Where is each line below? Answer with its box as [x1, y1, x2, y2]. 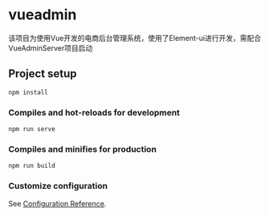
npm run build [8, 162, 56, 170]
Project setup [8, 67, 78, 81]
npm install [8, 88, 48, 96]
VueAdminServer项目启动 [8, 43, 93, 53]
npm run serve [8, 125, 56, 133]
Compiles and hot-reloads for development [8, 107, 181, 118]
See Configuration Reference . [8, 198, 107, 208]
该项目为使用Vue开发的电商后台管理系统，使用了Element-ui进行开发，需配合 [8, 33, 262, 43]
